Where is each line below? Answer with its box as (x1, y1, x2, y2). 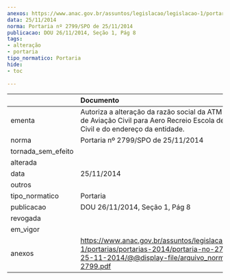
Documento (80, 95, 120, 105)
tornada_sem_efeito (10, 147, 74, 156)
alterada (10, 158, 38, 167)
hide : (7, 61, 23, 68)
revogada (10, 213, 41, 223)
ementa (10, 116, 36, 126)
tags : (7, 36, 23, 43)
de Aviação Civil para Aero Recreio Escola (80, 116, 215, 126)
